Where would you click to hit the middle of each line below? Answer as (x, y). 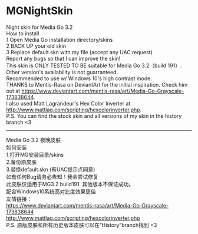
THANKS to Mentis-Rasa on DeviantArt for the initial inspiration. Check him (97, 84)
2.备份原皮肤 (22, 162)
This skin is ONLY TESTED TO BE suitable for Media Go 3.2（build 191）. (94, 65)
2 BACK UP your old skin (36, 46)
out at (13, 91)
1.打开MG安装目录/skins (35, 154)
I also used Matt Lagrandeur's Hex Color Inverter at (68, 103)
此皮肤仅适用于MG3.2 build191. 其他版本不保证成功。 (70, 184)
